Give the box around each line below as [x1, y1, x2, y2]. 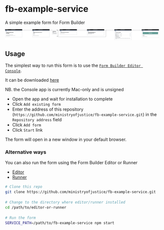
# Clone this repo [5, 184, 42, 190]
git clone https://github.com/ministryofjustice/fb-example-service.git [5, 190, 156, 194]
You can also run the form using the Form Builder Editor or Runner [5, 160, 138, 166]
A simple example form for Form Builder [5, 19, 85, 25]
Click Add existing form [12, 101, 61, 107]
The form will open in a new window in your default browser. [5, 136, 127, 142]
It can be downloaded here [5, 77, 60, 83]
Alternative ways [5, 149, 46, 155]
